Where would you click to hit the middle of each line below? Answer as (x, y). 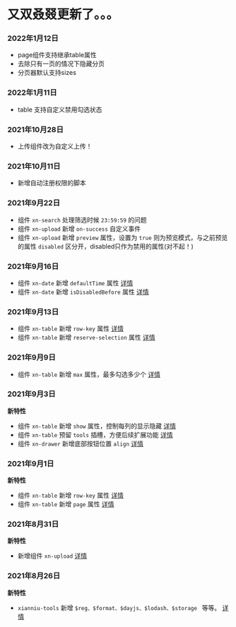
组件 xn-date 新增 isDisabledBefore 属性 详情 (83, 292)
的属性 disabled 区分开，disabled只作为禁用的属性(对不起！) (106, 246)
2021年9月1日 (31, 463)
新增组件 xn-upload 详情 (52, 556)
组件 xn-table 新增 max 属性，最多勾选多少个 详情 (89, 374)
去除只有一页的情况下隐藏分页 (61, 64)
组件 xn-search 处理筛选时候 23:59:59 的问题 (82, 220)
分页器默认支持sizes (47, 73)
